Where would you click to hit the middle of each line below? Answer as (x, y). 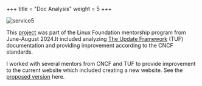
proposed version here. (36, 77)
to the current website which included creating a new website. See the (95, 70)
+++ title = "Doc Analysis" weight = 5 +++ (59, 9)
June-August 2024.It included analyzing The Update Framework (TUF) (95, 39)
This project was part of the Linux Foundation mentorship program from (96, 32)
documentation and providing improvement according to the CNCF (90, 45)
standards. (20, 52)
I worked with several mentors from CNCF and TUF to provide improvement (101, 64)
